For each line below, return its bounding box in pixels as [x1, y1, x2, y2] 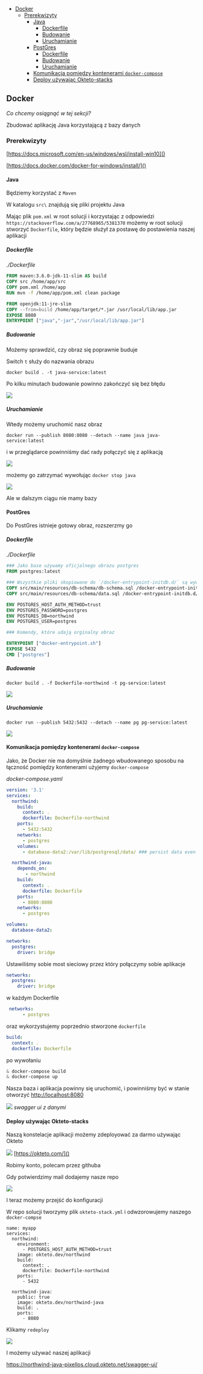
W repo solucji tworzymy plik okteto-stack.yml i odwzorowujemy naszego [6, 1209, 192, 1216]
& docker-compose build [6, 1068, 66, 1075]
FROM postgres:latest [6, 569, 61, 575]
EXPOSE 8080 [6, 312, 36, 318]
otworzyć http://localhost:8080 [6, 1091, 84, 1099]
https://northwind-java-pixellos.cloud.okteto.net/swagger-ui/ [6, 1361, 158, 1369]
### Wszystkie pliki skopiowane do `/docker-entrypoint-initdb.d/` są [6, 579, 188, 585]
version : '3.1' [6, 787, 45, 793]
